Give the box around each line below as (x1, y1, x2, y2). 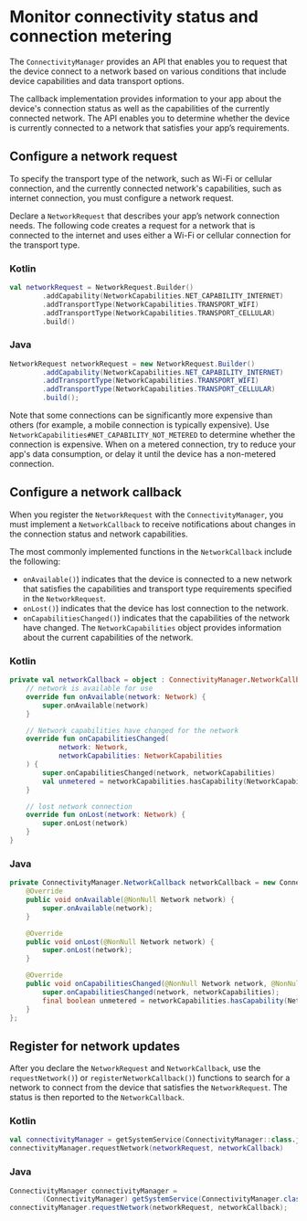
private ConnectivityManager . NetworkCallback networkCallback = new (9, 878, 276, 887)
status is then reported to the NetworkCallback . (9, 1092, 185, 1103)
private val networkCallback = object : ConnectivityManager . (9, 675, 251, 685)
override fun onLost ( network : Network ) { (26, 811, 185, 820)
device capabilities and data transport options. (9, 75, 185, 86)
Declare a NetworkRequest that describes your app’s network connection (9, 210, 281, 221)
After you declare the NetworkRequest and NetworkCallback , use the (9, 1063, 261, 1074)
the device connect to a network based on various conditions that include (9, 66, 287, 77)
